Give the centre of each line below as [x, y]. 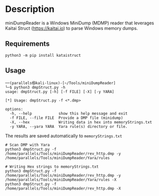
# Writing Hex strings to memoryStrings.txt [52, 167]
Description [30, 9]
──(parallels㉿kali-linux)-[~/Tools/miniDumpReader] [60, 83]
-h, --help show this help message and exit [69, 113]
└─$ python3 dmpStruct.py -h [35, 87]
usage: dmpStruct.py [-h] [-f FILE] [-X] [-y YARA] [60, 92]
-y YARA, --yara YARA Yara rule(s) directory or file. [69, 126]
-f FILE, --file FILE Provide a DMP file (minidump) [66, 118]
